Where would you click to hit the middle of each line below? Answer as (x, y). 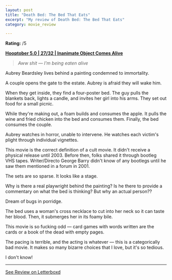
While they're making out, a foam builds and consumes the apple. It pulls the (86, 114)
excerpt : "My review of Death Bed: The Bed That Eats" (65, 19)
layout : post (19, 10)
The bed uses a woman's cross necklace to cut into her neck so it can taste (85, 211)
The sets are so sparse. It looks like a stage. (52, 176)
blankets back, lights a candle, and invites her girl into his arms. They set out (86, 98)
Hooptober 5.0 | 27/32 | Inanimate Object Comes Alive (64, 53)
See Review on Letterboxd (33, 272)
